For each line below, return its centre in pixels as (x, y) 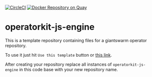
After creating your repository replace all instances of (59, 64)
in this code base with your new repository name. (68, 69)
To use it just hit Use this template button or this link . (59, 55)
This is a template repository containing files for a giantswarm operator (76, 40)
